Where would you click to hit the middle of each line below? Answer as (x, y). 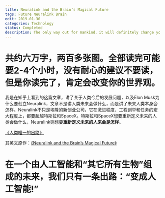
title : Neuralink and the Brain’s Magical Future (57, 10)
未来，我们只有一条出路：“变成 (85, 177)
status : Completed (24, 28)
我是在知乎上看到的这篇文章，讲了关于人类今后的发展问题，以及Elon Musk (80, 97)
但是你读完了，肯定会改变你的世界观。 (83, 83)
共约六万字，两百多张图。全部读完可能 (83, 58)
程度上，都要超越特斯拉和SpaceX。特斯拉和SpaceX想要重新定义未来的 (81, 115)
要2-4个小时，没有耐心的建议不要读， (82, 71)
